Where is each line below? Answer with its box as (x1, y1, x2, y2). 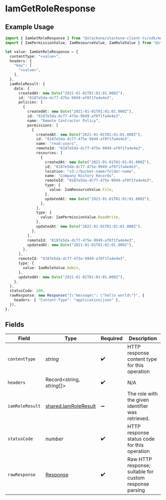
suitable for (127, 468, 154, 475)
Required (100, 335, 123, 342)
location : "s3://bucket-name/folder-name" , (44, 169, 136, 174)
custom (127, 474, 145, 481)
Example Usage (5, 23, 54, 31)
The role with (127, 390, 158, 397)
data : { (14, 86, 30, 91)
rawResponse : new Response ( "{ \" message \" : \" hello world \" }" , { (9, 293, 145, 298)
